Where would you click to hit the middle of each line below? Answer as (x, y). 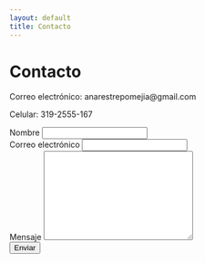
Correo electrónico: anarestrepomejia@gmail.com (103, 97)
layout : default (40, 18)
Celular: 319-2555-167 (51, 114)
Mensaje (26, 237)
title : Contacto (40, 26)
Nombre (25, 132)
